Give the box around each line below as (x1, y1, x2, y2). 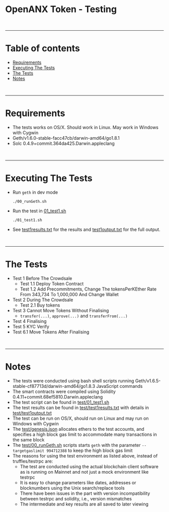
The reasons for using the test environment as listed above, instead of (12, 452, 158, 459)
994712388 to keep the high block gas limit (46, 447, 133, 453)
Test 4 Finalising (12, 318, 47, 324)
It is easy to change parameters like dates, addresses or (20, 479, 137, 485)
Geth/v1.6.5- (135, 377, 161, 384)
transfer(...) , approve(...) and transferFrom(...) (20, 313, 128, 319)
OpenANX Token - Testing (5, 4, 117, 15)
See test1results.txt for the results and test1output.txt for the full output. (12, 226, 161, 233)
